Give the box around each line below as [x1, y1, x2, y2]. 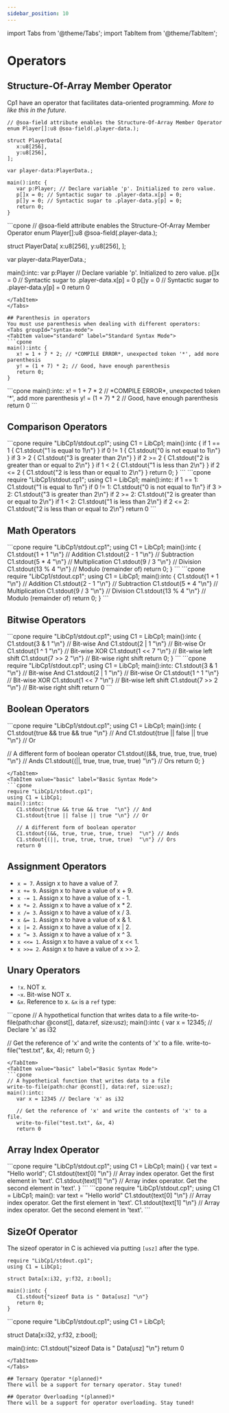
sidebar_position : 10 [7, 10, 69, 17]
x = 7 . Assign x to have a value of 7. [16, 879, 119, 887]
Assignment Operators [7, 861, 107, 872]
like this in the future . [7, 106, 67, 114]
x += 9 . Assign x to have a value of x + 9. [16, 886, 134, 894]
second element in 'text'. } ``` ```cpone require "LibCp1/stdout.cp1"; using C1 [7, 1184, 220, 1192]
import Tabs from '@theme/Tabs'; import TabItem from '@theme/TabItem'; [7, 29, 218, 37]
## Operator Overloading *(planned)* [7, 1394, 115, 1401]
